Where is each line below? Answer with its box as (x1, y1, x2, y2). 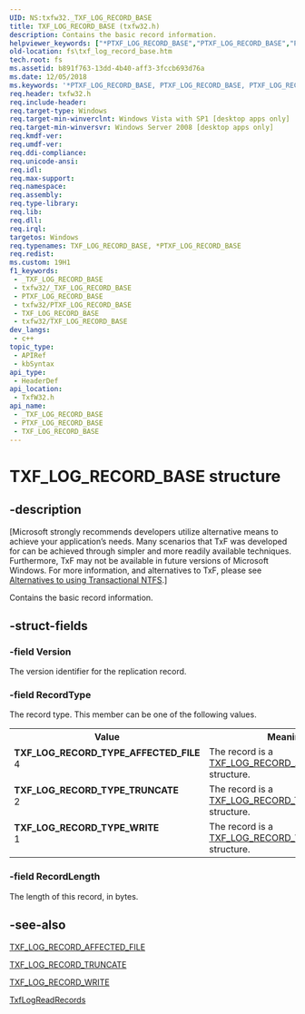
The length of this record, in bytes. (9, 891, 139, 901)
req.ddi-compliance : (9, 148, 88, 157)
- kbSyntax (13, 359, 54, 369)
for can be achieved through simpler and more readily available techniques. (9, 546, 292, 556)
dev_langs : (9, 326, 51, 335)
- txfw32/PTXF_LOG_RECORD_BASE (13, 300, 132, 310)
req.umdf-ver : (9, 140, 64, 149)
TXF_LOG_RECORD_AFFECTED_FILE (9, 941, 146, 952)
